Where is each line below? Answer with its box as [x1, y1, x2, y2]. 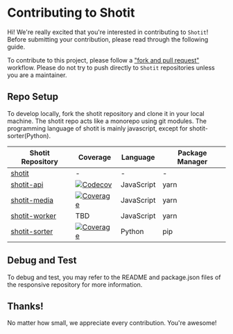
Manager [177, 156, 208, 166]
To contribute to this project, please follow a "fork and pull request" [7, 56, 200, 64]
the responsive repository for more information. [7, 280, 143, 289]
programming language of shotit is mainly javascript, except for [7, 124, 189, 133]
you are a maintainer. [7, 71, 67, 79]
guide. [7, 42, 26, 51]
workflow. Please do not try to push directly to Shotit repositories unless [7, 63, 215, 72]
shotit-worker [10, 210, 57, 220]
